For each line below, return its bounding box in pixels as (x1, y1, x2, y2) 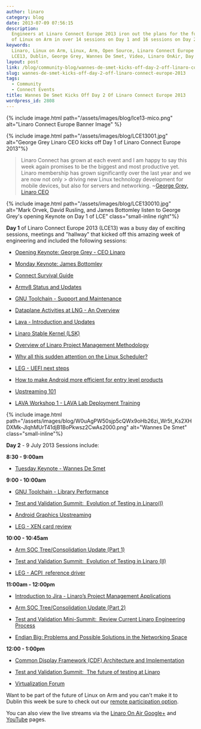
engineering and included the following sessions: (6, 237, 127, 244)
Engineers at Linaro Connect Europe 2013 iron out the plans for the (11, 31, 188, 37)
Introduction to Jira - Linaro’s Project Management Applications (14, 592, 171, 599)
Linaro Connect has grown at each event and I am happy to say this (20, 156, 187, 163)
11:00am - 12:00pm (6, 581, 55, 588)
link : (6, 64, 20, 71)
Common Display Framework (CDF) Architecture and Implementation (14, 657, 185, 664)
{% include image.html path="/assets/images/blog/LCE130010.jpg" (6, 200, 172, 207)
